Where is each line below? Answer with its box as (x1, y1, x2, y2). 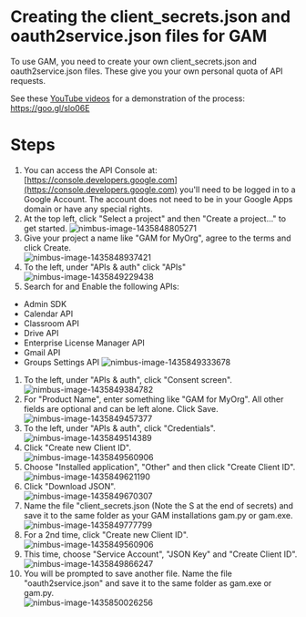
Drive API (23, 327, 59, 338)
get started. (23, 222, 67, 233)
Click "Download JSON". (23, 480, 117, 491)
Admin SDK (23, 298, 67, 309)
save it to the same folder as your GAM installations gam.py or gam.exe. (23, 509, 294, 520)
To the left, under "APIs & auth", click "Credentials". (23, 422, 217, 434)
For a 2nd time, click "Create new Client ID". (23, 529, 189, 540)
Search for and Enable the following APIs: (23, 281, 180, 292)
